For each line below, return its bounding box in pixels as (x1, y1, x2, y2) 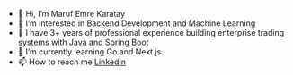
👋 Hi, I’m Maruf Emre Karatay (17, 9, 126, 19)
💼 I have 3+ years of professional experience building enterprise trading (17, 28, 285, 37)
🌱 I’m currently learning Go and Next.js (17, 46, 162, 57)
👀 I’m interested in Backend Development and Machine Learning (17, 18, 256, 29)
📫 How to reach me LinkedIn (17, 56, 127, 67)
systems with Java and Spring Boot (17, 37, 149, 47)
